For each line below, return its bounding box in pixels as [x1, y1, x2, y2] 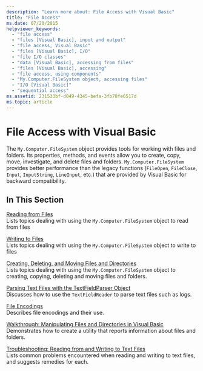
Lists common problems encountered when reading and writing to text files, [6, 352, 196, 359]
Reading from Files [6, 211, 53, 218]
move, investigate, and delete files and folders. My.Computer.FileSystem [6, 158, 184, 165]
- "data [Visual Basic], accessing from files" [12, 59, 135, 65]
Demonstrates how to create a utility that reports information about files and [6, 327, 196, 335]
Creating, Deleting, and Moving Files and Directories [6, 260, 137, 267]
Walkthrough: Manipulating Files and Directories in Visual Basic [6, 321, 164, 328]
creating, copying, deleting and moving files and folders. [6, 273, 147, 280]
